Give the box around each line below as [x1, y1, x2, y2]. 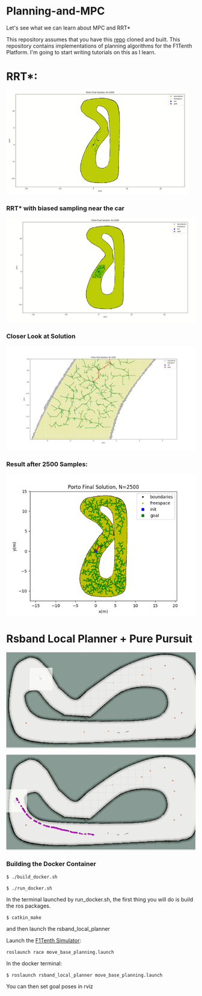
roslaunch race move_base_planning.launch [6, 950, 114, 956]
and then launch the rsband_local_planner [6, 926, 110, 933]
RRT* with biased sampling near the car [6, 204, 125, 212]
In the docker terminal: [6, 960, 62, 967]
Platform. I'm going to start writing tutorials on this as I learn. [6, 48, 156, 55]
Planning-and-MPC [6, 4, 105, 18]
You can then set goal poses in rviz [6, 983, 93, 990]
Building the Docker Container [6, 859, 96, 868]
